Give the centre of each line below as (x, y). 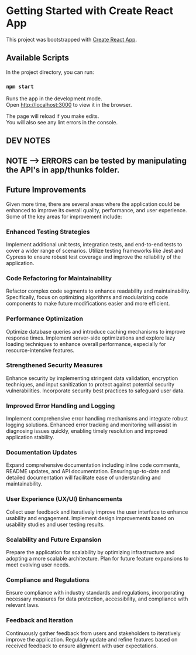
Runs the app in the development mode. (54, 99)
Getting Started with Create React (90, 11)
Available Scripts (37, 58)
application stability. (30, 437)
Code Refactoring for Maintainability (59, 278)
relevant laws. (23, 605)
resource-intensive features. (40, 350)
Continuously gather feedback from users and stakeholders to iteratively (93, 633)
